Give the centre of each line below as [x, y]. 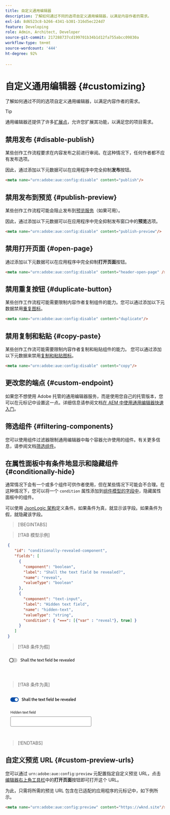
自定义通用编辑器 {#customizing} [75, 86]
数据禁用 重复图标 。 [25, 309]
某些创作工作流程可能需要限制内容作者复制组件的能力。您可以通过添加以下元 [85, 302]
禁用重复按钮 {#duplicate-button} [59, 289]
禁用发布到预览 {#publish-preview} [61, 197]
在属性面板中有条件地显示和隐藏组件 [62, 463]
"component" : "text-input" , [53, 599]
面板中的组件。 [21, 497]
